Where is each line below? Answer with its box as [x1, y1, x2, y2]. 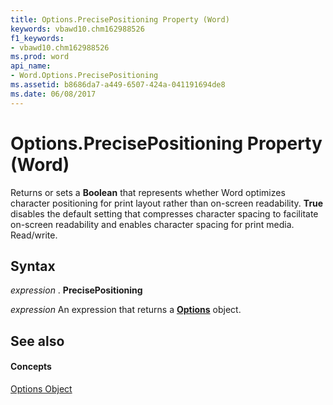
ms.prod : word [10, 52, 70, 62]
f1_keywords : [10, 33, 65, 43]
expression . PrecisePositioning [10, 284, 143, 296]
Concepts [10, 361, 52, 373]
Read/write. [10, 229, 58, 241]
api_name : [10, 61, 52, 71]
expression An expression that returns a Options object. [10, 304, 242, 316]
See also [10, 332, 65, 350]
